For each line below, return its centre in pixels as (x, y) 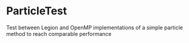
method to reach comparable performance (59, 33)
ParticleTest (37, 11)
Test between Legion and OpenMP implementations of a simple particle (94, 27)
